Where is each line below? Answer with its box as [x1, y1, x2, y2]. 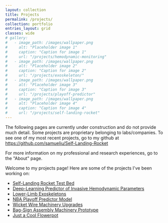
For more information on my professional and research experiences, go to [5, 150, 158, 156]
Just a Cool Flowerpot [12, 212, 59, 218]
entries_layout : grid [5, 26, 51, 31]
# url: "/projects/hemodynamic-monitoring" [5, 54, 107, 59]
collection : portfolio [5, 21, 53, 27]
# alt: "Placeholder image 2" [5, 63, 78, 68]
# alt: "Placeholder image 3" [5, 82, 78, 87]
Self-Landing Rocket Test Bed [12, 180, 74, 186]
